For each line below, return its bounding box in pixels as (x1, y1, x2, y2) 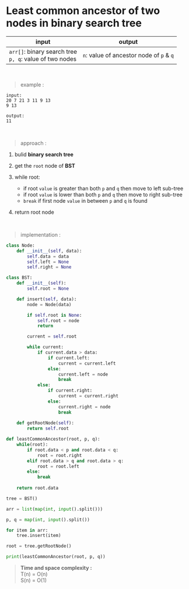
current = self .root (27, 334, 77, 339)
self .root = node (37, 317, 80, 324)
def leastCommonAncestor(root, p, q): (6, 436, 100, 442)
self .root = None (27, 286, 69, 292)
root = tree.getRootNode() (6, 543, 72, 549)
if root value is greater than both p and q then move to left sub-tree (23, 185, 184, 192)
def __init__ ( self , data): (16, 248, 82, 254)
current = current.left (58, 361, 116, 366)
